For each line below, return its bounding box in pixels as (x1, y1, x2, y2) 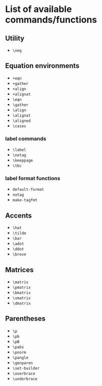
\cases (12, 123, 26, 128)
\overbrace (12, 371, 35, 376)
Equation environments (5, 61, 80, 70)
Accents (5, 211, 32, 220)
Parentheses (5, 315, 46, 323)
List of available (5, 3, 72, 15)
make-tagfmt (12, 198, 37, 203)
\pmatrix (12, 285, 31, 290)
